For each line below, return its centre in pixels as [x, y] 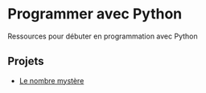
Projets [26, 61]
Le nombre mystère [51, 80]
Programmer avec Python [95, 14]
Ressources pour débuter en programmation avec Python [103, 36]
